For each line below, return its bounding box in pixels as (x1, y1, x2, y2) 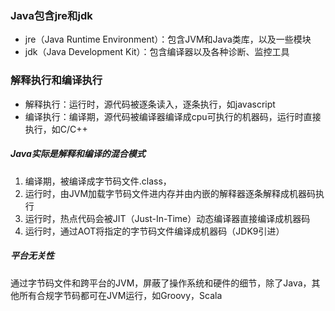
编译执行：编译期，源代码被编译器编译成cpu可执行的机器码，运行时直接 (24, 110, 322, 122)
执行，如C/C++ (24, 123, 88, 135)
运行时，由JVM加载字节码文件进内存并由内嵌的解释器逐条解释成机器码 (24, 187, 317, 199)
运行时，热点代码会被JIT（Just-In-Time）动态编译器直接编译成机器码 (24, 212, 311, 224)
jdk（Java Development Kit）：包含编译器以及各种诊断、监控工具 (24, 46, 290, 58)
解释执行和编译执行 (10, 73, 103, 87)
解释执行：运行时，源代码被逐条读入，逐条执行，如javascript (24, 98, 276, 110)
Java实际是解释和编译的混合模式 (10, 148, 146, 160)
